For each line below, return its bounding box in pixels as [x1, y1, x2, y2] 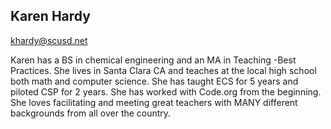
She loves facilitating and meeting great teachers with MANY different [10, 96, 298, 108]
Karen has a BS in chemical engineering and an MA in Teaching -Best [10, 54, 297, 66]
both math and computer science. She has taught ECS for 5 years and [10, 75, 299, 87]
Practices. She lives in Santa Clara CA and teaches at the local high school [10, 64, 317, 76]
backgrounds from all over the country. [10, 107, 172, 119]
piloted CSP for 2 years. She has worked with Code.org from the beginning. [10, 85, 322, 98]
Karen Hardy [10, 8, 91, 25]
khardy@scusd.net [10, 34, 88, 46]
